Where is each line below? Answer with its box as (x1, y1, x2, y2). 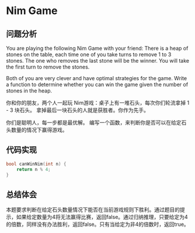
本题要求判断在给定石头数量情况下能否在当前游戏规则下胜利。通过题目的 (6, 206, 180, 213)
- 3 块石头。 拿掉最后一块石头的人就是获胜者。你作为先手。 (6, 107, 149, 114)
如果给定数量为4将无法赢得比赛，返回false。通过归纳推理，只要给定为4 (16, 214, 188, 221)
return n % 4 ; (16, 166, 51, 172)
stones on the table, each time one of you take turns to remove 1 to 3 (6, 51, 172, 58)
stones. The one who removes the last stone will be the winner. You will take (6, 57, 190, 64)
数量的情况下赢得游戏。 (11, 126, 68, 133)
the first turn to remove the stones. (6, 63, 90, 70)
